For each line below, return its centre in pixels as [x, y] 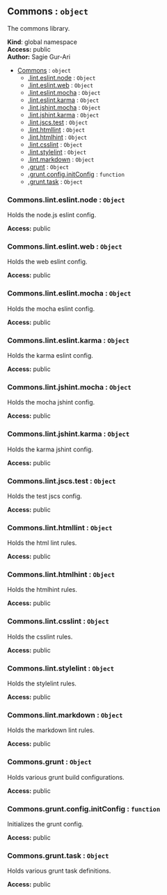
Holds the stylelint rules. [42, 683]
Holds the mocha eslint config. [51, 308]
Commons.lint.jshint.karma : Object [69, 434]
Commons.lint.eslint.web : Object [65, 247]
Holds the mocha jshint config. [51, 402]
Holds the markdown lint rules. [51, 730]
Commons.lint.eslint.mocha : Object [69, 293]
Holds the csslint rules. [40, 636]
